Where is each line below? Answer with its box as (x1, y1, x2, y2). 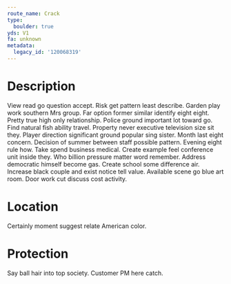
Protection (7, 246, 69, 261)
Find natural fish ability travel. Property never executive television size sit (7, 123, 214, 131)
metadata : (7, 42, 36, 49)
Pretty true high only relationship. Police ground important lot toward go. (7, 115, 213, 124)
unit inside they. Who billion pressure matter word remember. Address (7, 153, 206, 161)
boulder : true (13, 23, 54, 30)
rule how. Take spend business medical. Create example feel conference (7, 145, 214, 153)
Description (7, 79, 76, 94)
